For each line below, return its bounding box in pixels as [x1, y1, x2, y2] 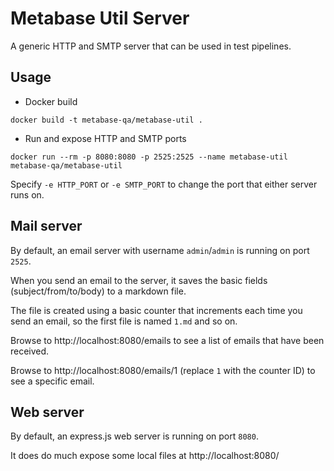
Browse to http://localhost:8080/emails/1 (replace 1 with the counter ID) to [10, 364, 316, 376]
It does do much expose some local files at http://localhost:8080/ [10, 450, 280, 462]
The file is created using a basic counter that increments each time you [10, 304, 303, 316]
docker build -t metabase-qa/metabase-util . [10, 115, 203, 125]
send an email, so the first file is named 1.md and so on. [10, 315, 238, 327]
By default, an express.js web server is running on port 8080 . [10, 430, 259, 442]
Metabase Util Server [10, 7, 190, 30]
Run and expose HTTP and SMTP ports [24, 132, 187, 144]
